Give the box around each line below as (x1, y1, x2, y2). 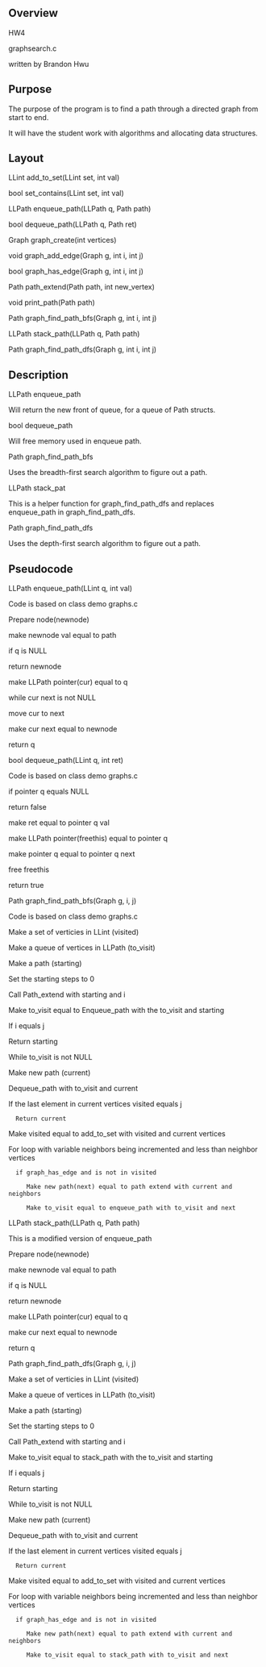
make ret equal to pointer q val (8, 818, 110, 827)
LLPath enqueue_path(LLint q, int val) (8, 584, 133, 594)
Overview (8, 6, 59, 20)
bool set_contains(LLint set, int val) (8, 189, 124, 198)
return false (8, 802, 47, 812)
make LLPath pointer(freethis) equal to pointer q (8, 834, 168, 844)
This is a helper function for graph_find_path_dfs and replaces (8, 499, 215, 509)
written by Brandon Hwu (8, 59, 89, 69)
